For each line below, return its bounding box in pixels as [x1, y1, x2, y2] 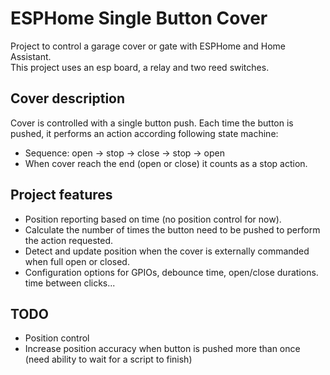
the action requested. [24, 234, 114, 246]
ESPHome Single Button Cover [10, 7, 268, 30]
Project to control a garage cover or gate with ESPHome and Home [10, 40, 286, 52]
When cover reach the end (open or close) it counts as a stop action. [24, 157, 308, 169]
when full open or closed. [24, 255, 130, 267]
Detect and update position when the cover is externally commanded [24, 245, 310, 257]
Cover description [10, 90, 126, 107]
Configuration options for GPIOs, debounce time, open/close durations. [24, 266, 319, 278]
